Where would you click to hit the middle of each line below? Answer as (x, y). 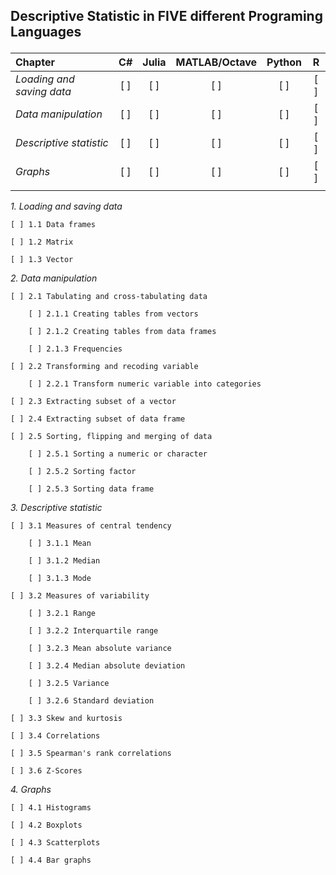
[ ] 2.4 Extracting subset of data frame (98, 419)
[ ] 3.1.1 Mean (60, 544)
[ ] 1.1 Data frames (53, 225)
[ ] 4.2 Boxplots (46, 825)
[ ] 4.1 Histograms (51, 808)
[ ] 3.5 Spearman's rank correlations (91, 754)
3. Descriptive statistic (56, 508)
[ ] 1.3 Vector (42, 260)
